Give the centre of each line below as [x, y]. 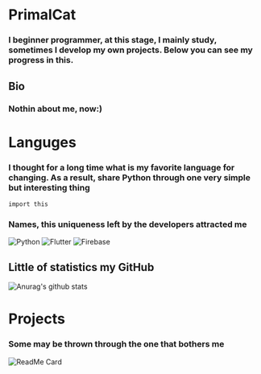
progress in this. [41, 60]
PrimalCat [42, 15]
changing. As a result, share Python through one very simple [130, 177]
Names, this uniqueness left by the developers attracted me [128, 224]
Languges [42, 142]
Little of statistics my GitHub [81, 267]
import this [28, 204]
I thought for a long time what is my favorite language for [122, 167]
